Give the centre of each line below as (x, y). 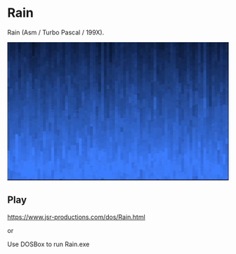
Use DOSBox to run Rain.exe (48, 244)
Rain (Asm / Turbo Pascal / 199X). (56, 32)
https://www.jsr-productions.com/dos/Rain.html (76, 217)
